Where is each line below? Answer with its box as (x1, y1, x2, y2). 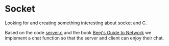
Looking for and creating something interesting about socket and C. (5, 20, 147, 26)
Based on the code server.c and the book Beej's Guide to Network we (5, 29, 152, 35)
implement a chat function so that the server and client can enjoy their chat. (5, 35, 164, 41)
